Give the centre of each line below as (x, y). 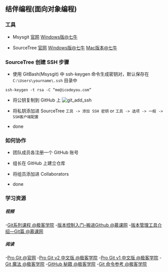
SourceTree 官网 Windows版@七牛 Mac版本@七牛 (65, 48)
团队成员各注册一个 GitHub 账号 (46, 152)
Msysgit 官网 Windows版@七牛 (45, 37)
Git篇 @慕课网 (29, 231)
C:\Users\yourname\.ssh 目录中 (45, 80)
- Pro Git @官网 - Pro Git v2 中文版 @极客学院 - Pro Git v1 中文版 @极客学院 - (83, 258)
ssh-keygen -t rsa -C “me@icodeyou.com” (49, 90)
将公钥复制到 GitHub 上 (37, 100)
